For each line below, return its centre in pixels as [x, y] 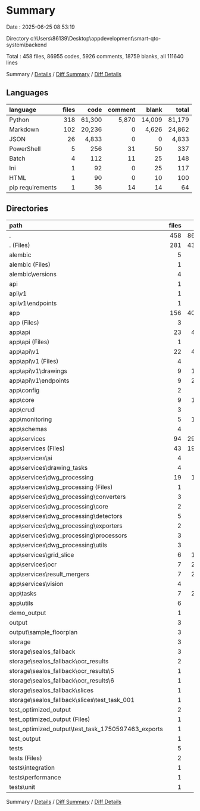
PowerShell [25, 148]
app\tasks [23, 593]
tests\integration [32, 768]
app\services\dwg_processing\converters [68, 497]
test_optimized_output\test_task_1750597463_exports [86, 729]
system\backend [26, 45]
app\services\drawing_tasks [49, 467]
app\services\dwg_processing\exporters [66, 526]
